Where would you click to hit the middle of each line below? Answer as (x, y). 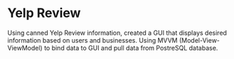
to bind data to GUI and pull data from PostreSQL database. (131, 48)
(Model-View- (200, 40)
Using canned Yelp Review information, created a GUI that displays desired (117, 33)
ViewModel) (25, 48)
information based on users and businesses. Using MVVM (92, 40)
